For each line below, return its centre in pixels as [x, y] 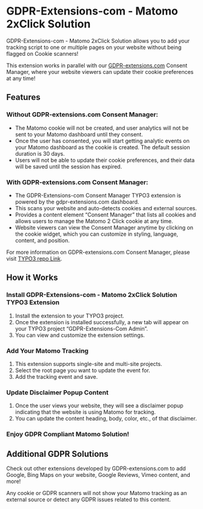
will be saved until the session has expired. [68, 166]
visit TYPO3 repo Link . [34, 258]
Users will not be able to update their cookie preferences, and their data [105, 160]
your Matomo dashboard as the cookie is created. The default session [102, 147]
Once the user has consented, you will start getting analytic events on [102, 141]
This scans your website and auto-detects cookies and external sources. [106, 208]
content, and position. [42, 240]
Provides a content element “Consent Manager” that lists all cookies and [105, 215]
